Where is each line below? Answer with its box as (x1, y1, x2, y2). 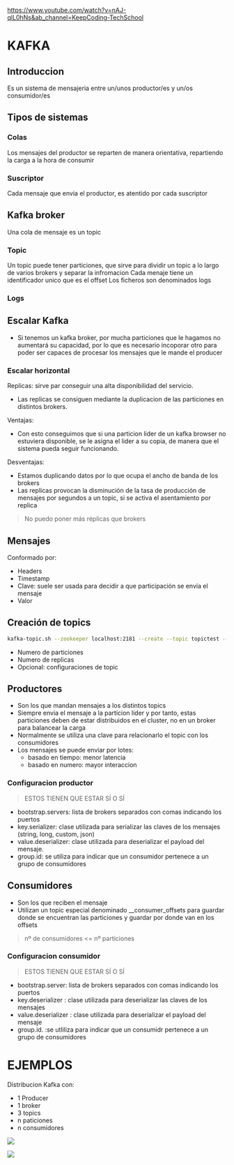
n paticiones (17, 1116, 54, 1125)
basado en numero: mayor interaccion (27, 761, 137, 769)
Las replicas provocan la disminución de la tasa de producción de (17, 487, 206, 495)
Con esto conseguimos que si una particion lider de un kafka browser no (17, 429, 226, 438)
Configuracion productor (7, 778, 94, 788)
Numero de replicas (17, 655, 75, 664)
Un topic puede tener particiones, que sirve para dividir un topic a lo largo (7, 261, 219, 269)
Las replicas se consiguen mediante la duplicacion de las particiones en (17, 395, 224, 403)
